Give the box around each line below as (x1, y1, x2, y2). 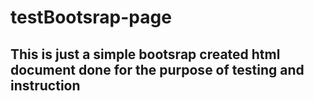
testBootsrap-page (10, 6, 172, 29)
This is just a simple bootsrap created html (10, 46, 281, 63)
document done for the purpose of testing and (10, 61, 305, 78)
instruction (10, 77, 81, 94)
